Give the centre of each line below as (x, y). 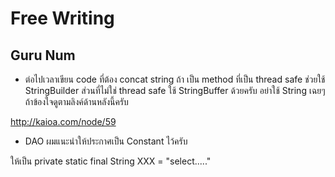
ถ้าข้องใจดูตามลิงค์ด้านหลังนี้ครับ (76, 101)
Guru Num (43, 55)
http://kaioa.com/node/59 (63, 121)
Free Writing (62, 18)
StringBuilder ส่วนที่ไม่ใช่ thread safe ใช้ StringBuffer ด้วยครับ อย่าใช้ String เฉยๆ (175, 90)
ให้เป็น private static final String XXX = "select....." (111, 161)
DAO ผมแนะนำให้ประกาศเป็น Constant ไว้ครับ (106, 141)
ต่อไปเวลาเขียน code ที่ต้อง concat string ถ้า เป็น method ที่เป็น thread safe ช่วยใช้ (175, 79)
